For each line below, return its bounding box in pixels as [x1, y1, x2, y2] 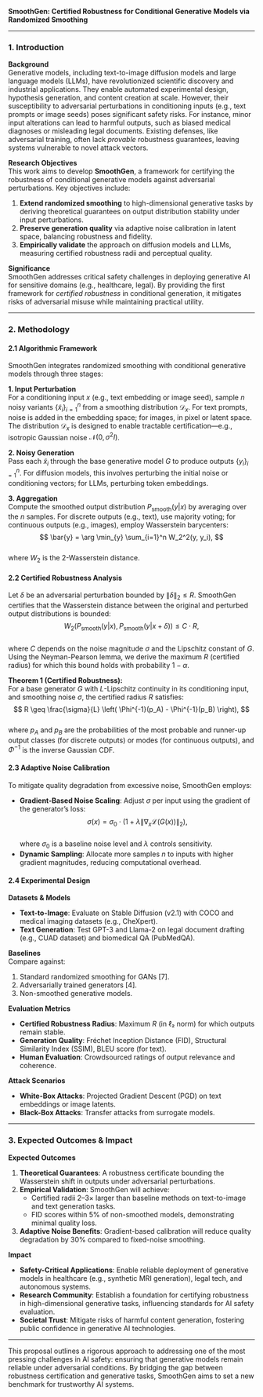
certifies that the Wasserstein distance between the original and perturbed [8, 600, 249, 611]
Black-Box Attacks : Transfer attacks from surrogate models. [19, 1108, 215, 1118]
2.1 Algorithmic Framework [8, 343, 98, 352]
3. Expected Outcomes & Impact [8, 1135, 133, 1146]
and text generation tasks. [31, 1201, 116, 1211]
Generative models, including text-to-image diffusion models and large [8, 68, 236, 78]
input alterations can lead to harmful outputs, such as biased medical [8, 118, 231, 128]
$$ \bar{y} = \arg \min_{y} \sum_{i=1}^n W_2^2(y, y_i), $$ [39, 533, 224, 542]
